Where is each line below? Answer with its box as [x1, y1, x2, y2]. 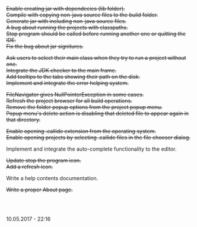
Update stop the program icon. [6, 157, 81, 164]
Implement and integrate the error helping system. [6, 79, 129, 87]
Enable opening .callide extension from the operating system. [6, 127, 156, 135]
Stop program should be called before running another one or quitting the [6, 30, 186, 37]
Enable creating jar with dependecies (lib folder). [6, 5, 126, 12]
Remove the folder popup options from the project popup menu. [6, 104, 163, 110]
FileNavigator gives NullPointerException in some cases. [6, 91, 144, 98]
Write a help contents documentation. [6, 175, 99, 181]
